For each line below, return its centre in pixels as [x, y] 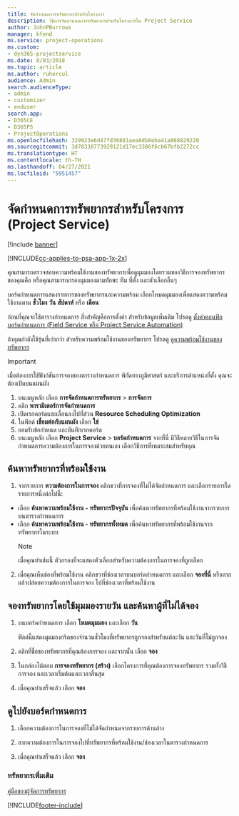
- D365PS [20, 127]
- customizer [27, 101]
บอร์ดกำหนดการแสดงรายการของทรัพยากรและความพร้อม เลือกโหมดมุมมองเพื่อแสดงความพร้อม [117, 294]
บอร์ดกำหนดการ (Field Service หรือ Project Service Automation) [95, 324]
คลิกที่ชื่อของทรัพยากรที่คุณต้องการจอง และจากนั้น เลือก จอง [88, 652]
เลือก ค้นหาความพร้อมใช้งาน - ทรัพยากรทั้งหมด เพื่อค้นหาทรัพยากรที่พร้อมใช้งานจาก [115, 524]
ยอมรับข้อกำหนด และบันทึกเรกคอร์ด [60, 429]
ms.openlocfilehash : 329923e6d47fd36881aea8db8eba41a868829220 [103, 140]
